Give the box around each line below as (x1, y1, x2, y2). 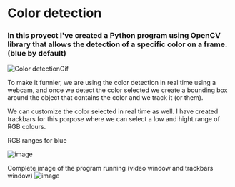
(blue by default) (7, 49, 66, 59)
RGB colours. (7, 123, 46, 131)
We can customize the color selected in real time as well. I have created (7, 107, 219, 116)
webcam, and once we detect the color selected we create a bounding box (7, 86, 228, 94)
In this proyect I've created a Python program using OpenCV (7, 31, 221, 41)
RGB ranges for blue (7, 136, 67, 145)
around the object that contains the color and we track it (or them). (7, 93, 204, 102)
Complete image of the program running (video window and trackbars (7, 164, 214, 173)
